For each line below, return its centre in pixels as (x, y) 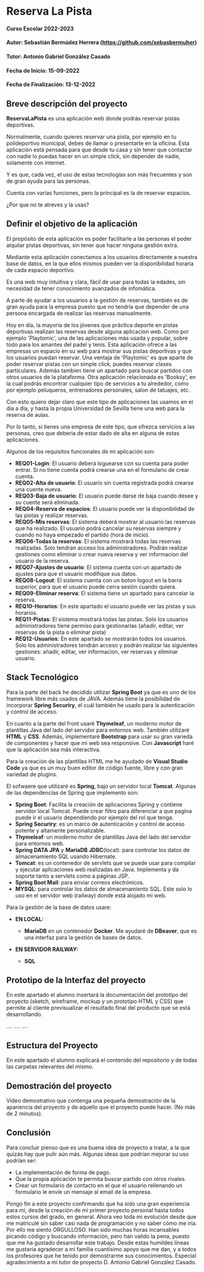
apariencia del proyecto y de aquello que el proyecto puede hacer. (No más (101, 1107)
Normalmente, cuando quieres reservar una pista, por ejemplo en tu (91, 136)
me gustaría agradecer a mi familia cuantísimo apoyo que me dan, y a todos (101, 1249)
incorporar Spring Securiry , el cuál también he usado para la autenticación (100, 705)
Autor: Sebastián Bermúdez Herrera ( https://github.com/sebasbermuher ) (102, 42)
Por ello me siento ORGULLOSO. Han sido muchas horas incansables (93, 1229)
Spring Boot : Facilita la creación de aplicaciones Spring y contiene (99, 804)
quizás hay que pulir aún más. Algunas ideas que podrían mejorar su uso (97, 1154)
